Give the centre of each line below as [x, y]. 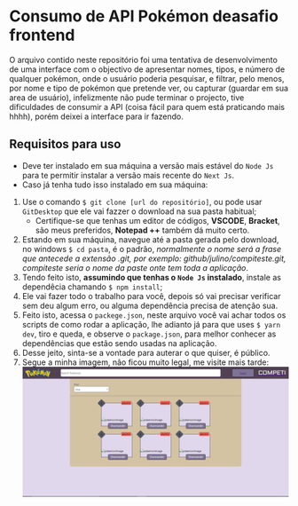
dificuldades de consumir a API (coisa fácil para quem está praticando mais [147, 107]
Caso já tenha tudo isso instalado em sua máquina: [115, 185]
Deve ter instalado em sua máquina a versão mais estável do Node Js [148, 165]
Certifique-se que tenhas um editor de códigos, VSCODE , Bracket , [158, 220]
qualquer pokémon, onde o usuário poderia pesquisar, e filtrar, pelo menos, [147, 78]
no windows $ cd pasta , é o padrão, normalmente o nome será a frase [152, 249]
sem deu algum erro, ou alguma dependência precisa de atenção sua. [150, 305]
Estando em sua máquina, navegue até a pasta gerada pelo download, [150, 239]
